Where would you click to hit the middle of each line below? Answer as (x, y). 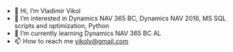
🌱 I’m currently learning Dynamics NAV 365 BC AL (88, 33)
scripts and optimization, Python (62, 26)
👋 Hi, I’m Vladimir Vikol (47, 11)
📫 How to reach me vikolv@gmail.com (71, 41)
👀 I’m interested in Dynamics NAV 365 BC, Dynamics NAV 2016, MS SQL (120, 18)
